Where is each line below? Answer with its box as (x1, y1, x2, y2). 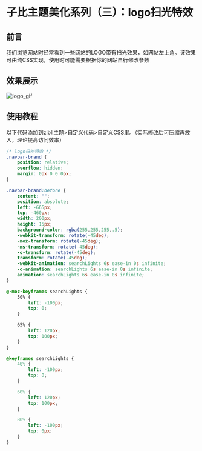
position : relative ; (17, 159, 69, 165)
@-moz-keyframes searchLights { (6, 289, 88, 295)
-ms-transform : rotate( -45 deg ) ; (17, 244, 99, 250)
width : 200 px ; (17, 216, 53, 222)
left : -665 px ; (17, 204, 53, 210)
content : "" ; (17, 193, 50, 199)
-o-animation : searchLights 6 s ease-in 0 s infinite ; (17, 266, 153, 273)
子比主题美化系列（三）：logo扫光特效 (6, 5, 194, 19)
